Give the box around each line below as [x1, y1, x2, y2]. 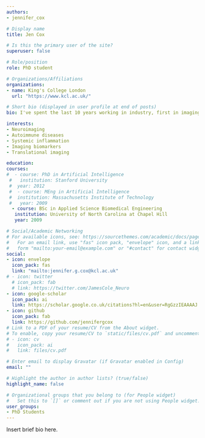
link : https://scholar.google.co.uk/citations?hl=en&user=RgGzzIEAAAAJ [12, 302, 198, 308]
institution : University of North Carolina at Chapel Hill [14, 212, 168, 218]
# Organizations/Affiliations [6, 76, 84, 82]
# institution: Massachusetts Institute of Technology [9, 194, 154, 201]
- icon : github [6, 308, 45, 314]
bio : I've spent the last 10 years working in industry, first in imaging [6, 109, 201, 116]
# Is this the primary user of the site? [6, 42, 113, 49]
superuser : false [6, 48, 51, 54]
